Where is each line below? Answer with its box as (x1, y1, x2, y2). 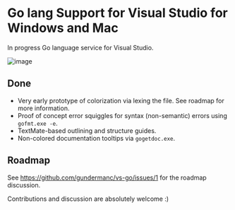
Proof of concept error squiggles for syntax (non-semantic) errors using (17, 111, 227, 119)
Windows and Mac (7, 20, 119, 36)
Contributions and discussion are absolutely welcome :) (7, 194, 169, 203)
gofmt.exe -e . (17, 119, 58, 127)
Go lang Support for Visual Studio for (7, 5, 228, 21)
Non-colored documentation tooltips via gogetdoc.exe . (17, 134, 176, 142)
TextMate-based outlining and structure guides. (17, 126, 157, 135)
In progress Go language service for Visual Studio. (7, 43, 154, 52)
